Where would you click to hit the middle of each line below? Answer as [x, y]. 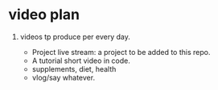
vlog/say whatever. [63, 77]
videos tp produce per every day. [75, 37]
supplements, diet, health [74, 68]
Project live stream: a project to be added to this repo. [121, 52]
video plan [44, 15]
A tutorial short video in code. [81, 61]
